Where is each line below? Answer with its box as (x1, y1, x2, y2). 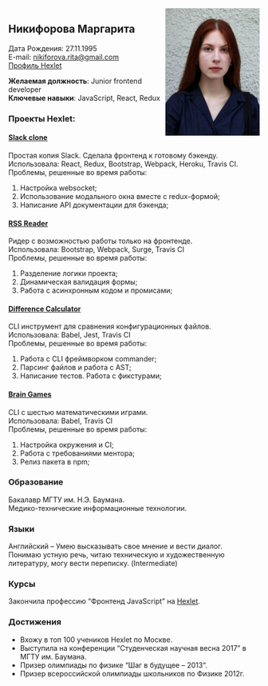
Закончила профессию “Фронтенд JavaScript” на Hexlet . (8, 596, 201, 606)
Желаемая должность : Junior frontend (8, 76, 142, 86)
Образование (8, 477, 64, 488)
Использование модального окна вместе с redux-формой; (19, 191, 221, 201)
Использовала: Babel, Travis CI (8, 416, 113, 425)
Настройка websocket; (19, 183, 97, 193)
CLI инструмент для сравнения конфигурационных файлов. (8, 321, 211, 331)
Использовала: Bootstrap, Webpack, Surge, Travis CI (8, 245, 185, 254)
